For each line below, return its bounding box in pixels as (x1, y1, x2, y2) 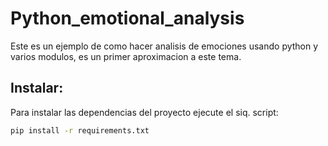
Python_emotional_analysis (10, 7, 245, 30)
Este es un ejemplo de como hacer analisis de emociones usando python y (10, 40, 319, 52)
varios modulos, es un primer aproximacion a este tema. (10, 50, 242, 62)
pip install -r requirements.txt (10, 125, 150, 136)
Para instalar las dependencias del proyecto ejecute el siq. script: (10, 106, 279, 118)
